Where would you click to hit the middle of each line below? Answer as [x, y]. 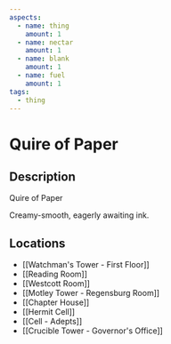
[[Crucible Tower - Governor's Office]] [92, 331]
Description [42, 176]
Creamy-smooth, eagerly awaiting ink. [79, 215]
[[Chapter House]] [56, 302]
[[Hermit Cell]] [49, 312]
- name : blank [43, 59]
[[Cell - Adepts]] [52, 322]
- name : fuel [41, 76]
